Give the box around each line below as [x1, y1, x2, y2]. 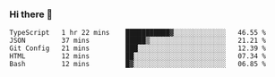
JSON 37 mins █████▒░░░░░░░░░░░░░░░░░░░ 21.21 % [9, 36, 267, 46]
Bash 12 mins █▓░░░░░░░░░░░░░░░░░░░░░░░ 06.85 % [9, 60, 267, 69]
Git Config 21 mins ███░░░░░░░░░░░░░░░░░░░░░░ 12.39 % [9, 44, 267, 53]
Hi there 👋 [9, 8, 54, 21]
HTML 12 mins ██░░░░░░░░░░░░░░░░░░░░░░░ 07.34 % [9, 52, 267, 61]
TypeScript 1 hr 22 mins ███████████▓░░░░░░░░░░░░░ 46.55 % [9, 29, 267, 38]
